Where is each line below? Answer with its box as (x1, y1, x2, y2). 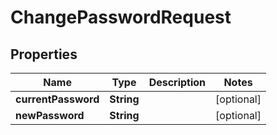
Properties (10, 46, 78, 63)
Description (148, 76, 207, 89)
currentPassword (15, 92, 100, 106)
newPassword (15, 109, 85, 122)
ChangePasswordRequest (10, 6, 232, 29)
